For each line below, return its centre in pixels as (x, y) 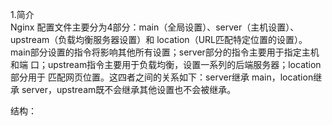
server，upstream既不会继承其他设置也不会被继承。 (129, 89)
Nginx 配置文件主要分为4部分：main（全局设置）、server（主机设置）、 (155, 27)
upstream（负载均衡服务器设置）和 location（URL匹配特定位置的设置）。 (159, 39)
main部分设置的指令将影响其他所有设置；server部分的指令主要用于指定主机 (165, 52)
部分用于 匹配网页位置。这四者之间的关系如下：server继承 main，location (162, 77)
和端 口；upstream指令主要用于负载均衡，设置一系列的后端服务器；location (166, 64)
